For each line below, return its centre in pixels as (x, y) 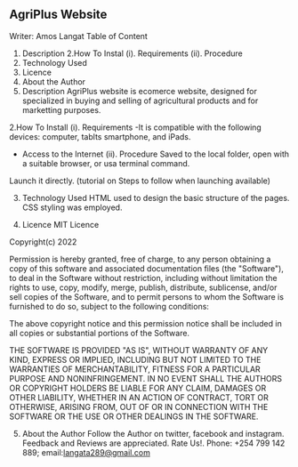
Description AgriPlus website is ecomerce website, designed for (140, 91)
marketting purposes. (61, 109)
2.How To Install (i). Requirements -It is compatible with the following (136, 127)
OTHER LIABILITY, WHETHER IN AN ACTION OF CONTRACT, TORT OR (139, 397)
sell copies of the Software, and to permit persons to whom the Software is (147, 296)
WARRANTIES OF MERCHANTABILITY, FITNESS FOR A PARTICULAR (135, 369)
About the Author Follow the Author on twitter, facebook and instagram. (153, 433)
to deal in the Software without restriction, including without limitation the (143, 278)
